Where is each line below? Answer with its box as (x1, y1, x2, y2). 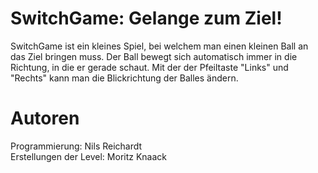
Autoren (10, 107, 80, 130)
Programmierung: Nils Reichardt (10, 140, 143, 152)
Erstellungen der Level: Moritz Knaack (10, 150, 168, 162)
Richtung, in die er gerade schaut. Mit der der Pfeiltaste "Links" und (10, 61, 289, 73)
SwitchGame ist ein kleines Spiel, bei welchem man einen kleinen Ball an (10, 40, 309, 52)
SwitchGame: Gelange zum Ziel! (10, 7, 283, 30)
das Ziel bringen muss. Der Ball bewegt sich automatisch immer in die (10, 50, 298, 62)
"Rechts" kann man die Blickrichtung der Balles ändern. (10, 72, 239, 84)
